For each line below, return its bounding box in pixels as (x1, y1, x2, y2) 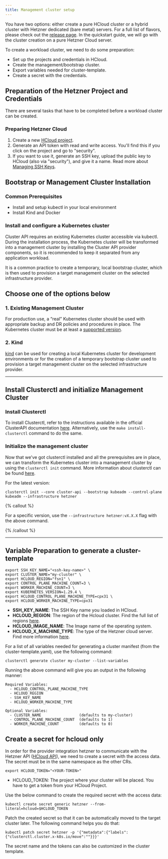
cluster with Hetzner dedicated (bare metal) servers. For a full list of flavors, (5, 26, 161, 32)
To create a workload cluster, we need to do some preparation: (5, 46, 135, 52)
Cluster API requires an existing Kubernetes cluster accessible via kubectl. (5, 233, 158, 239)
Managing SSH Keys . (12, 163, 56, 169)
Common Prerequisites (5, 193, 62, 200)
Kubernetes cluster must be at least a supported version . (5, 326, 122, 332)
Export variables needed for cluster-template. (12, 67, 106, 73)
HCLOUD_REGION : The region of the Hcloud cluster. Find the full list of (12, 612, 158, 618)
